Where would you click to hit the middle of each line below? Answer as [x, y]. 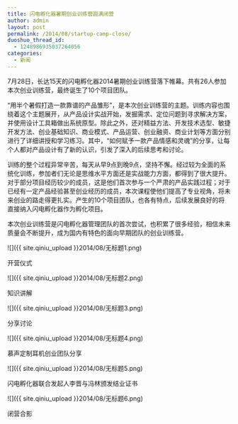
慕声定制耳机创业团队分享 [45, 353]
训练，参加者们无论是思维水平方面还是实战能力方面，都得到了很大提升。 [125, 173]
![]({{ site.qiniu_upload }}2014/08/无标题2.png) [75, 278]
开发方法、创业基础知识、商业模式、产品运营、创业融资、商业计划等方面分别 [119, 131]
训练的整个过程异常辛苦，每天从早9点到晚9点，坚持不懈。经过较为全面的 [114, 164]
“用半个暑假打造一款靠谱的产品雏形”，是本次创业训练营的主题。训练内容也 [116, 105]
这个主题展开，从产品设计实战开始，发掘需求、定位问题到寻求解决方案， [125, 113]
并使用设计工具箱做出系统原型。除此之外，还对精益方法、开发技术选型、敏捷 [119, 123]
